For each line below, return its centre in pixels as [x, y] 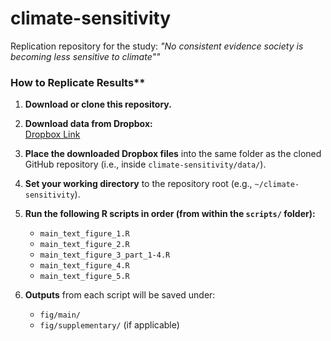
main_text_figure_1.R [84, 234]
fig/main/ [60, 315]
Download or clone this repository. [98, 104]
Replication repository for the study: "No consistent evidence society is [157, 46]
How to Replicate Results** [78, 82]
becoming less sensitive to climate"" [85, 56]
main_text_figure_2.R [84, 245]
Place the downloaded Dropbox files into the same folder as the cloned [173, 154]
